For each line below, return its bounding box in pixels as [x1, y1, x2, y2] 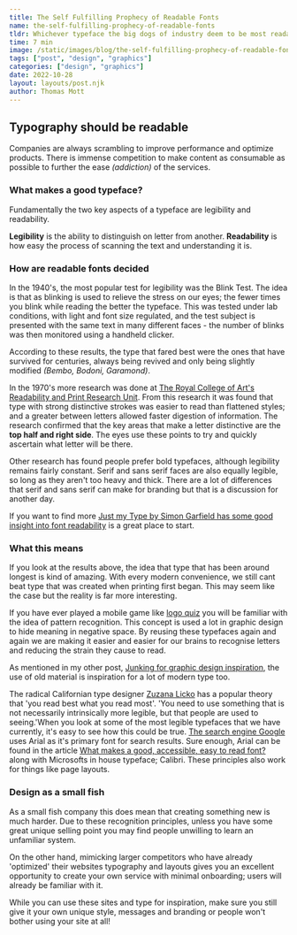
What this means [9, 541, 84, 554]
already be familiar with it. [9, 879, 103, 890]
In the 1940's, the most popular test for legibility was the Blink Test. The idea [9, 282, 288, 293]
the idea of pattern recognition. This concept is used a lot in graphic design [9, 617, 284, 628]
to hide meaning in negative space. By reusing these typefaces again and [9, 626, 277, 637]
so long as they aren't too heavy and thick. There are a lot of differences [9, 474, 272, 485]
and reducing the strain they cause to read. [9, 645, 166, 655]
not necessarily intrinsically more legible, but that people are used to [9, 708, 259, 718]
